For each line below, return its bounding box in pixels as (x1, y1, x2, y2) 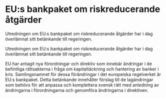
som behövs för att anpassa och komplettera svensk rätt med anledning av (5, 81, 159, 88)
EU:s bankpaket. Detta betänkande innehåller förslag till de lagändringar (5, 76, 153, 82)
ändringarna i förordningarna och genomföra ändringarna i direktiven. (5, 87, 148, 93)
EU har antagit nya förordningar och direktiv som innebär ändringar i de (5, 60, 152, 66)
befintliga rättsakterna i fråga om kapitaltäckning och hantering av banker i (5, 66, 159, 72)
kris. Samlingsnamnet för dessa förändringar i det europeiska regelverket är (5, 71, 161, 77)
